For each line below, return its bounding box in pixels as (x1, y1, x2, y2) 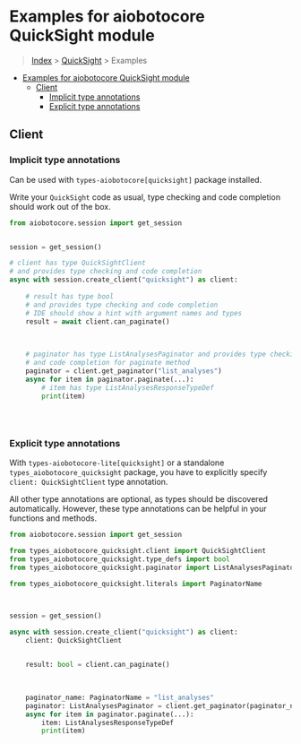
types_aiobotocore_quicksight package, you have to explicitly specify (9, 467, 268, 478)
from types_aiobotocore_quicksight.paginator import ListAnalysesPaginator (9, 563, 298, 573)
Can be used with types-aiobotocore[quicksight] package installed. (9, 174, 262, 185)
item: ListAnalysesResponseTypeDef (41, 718, 175, 727)
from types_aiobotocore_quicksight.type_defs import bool (9, 555, 230, 564)
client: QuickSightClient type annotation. (9, 477, 168, 488)
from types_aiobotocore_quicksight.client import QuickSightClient (9, 547, 267, 556)
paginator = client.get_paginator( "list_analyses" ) (25, 366, 222, 376)
